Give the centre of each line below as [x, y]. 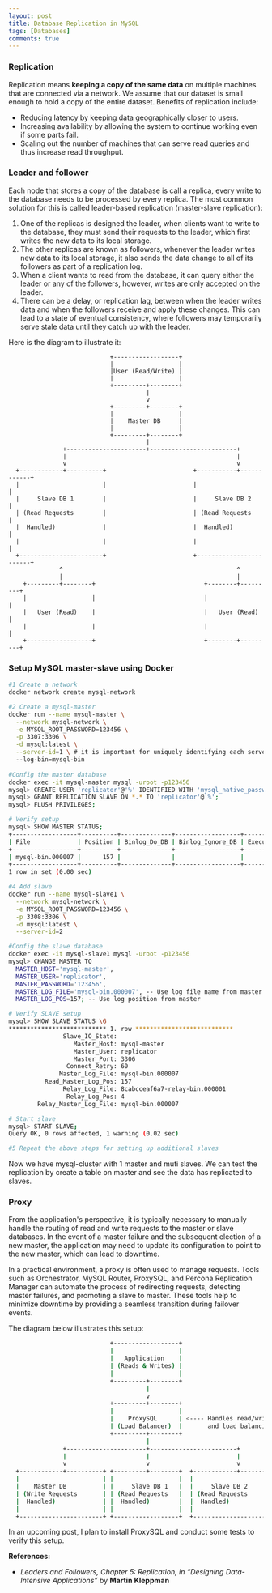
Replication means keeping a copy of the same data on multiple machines [132, 84]
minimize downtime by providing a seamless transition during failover [124, 1304]
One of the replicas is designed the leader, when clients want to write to [140, 223]
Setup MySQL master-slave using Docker [91, 667]
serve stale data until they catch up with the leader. [105, 326]
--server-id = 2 [39, 932]
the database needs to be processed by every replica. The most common [131, 198]
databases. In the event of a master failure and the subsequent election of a [135, 1237]
